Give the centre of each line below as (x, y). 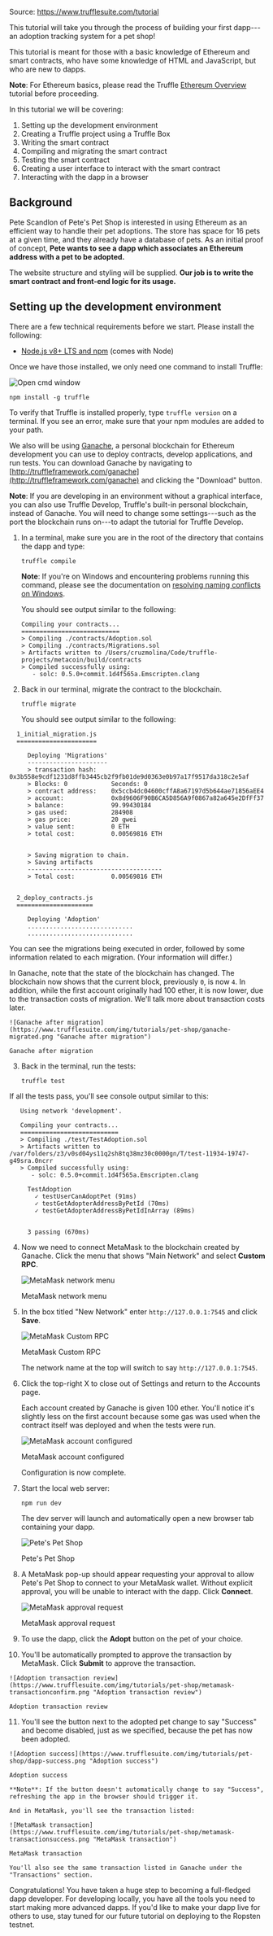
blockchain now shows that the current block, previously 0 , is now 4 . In (128, 981)
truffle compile (48, 561)
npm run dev (41, 1503)
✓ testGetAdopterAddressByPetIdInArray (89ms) (115, 1211)
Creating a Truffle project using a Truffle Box (95, 134)
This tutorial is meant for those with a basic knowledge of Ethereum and (130, 52)
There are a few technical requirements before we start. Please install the (132, 326)
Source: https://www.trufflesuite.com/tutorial (84, 12)
